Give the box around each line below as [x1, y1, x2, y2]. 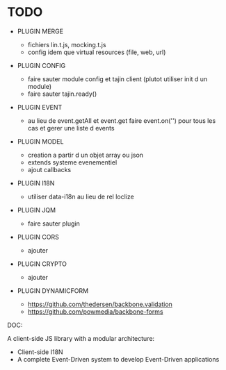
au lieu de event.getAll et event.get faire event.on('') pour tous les [27, 116, 216, 125]
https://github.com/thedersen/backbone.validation [27, 300, 172, 308]
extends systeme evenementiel [27, 158, 118, 167]
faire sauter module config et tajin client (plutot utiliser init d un [27, 74, 208, 83]
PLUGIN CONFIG [17, 61, 66, 69]
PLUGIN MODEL [17, 137, 64, 146]
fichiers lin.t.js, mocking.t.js [27, 40, 106, 49]
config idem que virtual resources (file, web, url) [27, 48, 166, 56]
